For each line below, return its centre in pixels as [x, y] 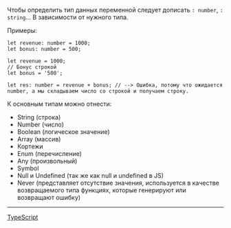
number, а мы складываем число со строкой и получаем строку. [98, 91]
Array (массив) [39, 139]
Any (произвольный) [47, 161]
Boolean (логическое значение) [63, 132]
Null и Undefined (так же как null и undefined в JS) [90, 175]
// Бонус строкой [32, 67]
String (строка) [39, 117]
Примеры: [22, 31]
